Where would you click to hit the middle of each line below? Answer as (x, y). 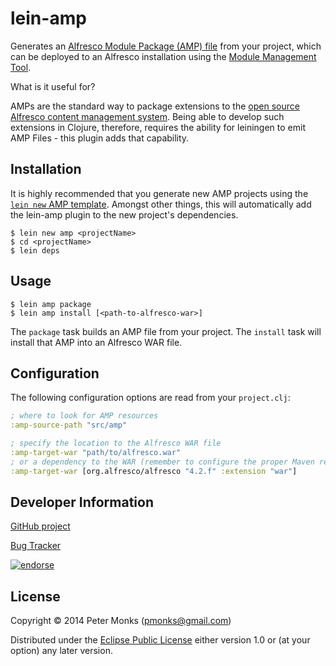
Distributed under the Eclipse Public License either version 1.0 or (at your (160, 640)
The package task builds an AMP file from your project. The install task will (166, 331)
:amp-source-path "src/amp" (69, 425)
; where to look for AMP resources (84, 416)
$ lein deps (35, 250)
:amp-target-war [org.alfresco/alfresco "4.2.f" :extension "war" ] (154, 471)
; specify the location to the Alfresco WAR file (116, 443)
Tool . (21, 67)
